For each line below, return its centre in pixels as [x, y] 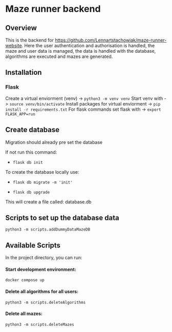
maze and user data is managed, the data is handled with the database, [81, 51]
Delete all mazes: [24, 314]
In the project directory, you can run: [44, 258]
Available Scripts [33, 245]
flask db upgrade [31, 192]
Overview [21, 28]
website [14, 46]
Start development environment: [41, 269]
